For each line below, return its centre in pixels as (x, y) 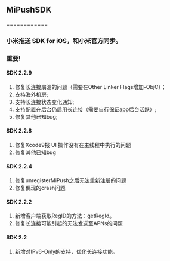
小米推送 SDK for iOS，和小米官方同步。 (64, 41)
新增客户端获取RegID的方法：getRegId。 (65, 216)
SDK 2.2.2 (19, 202)
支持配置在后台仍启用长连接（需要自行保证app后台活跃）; (86, 109)
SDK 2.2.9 (19, 73)
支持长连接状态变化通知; (44, 102)
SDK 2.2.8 (19, 131)
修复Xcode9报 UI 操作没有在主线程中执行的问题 (73, 145)
